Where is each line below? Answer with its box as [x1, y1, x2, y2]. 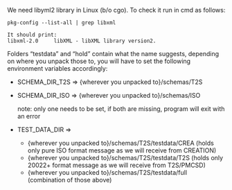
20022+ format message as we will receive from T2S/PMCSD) [27, 161, 206, 169]
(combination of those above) [27, 176, 112, 184]
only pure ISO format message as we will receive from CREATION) [27, 146, 217, 155]
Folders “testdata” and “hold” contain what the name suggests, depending [7, 50, 220, 58]
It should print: [7, 31, 57, 38]
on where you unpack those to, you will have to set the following [7, 57, 191, 65]
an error [17, 112, 41, 120]
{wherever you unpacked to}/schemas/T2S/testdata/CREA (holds [27, 139, 215, 147]
